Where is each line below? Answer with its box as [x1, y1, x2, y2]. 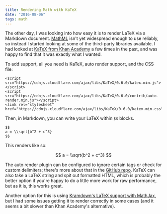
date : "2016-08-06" [5, 12, 46, 17]
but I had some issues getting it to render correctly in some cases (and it [5, 198, 154, 204]
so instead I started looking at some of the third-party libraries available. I [5, 41, 156, 47]
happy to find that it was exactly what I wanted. [5, 51, 102, 57]
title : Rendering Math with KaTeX [5, 7, 77, 12]
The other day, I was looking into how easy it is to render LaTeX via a [5, 30, 146, 36]
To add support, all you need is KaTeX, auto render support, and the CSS [5, 61, 154, 67]
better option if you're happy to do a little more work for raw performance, [5, 178, 157, 184]
